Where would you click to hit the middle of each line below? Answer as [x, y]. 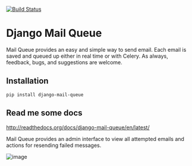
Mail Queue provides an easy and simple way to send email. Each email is [96, 49]
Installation [27, 81]
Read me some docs [44, 113]
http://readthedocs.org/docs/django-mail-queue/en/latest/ [78, 127]
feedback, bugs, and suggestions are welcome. [64, 62]
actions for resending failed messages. [54, 145]
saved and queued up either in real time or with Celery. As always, [87, 56]
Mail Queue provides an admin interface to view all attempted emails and [95, 139]
